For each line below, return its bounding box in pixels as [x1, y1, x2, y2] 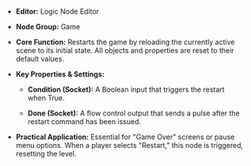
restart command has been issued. [27, 117, 142, 126]
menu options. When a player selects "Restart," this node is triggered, [15, 141, 244, 149]
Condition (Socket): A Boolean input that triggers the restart [27, 85, 225, 94]
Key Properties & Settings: [15, 70, 105, 78]
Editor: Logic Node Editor [15, 7, 100, 16]
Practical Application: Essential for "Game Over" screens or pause [15, 132, 235, 141]
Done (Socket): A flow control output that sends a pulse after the [27, 108, 240, 118]
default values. [15, 55, 65, 63]
